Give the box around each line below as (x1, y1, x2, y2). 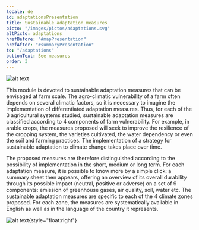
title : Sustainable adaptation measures (6, 20, 108, 26)
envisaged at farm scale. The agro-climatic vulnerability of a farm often (6, 93, 181, 100)
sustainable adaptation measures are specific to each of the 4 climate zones (6, 193, 193, 200)
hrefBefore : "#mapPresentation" (6, 36, 86, 42)
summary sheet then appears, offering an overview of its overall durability (6, 174, 187, 181)
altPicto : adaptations (6, 31, 62, 37)
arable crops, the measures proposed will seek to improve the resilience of (6, 124, 189, 131)
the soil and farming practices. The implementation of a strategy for (6, 137, 172, 144)
